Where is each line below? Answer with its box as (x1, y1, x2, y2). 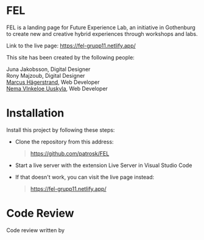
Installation (6, 106, 65, 120)
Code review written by (6, 226, 65, 234)
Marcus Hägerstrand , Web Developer (6, 78, 100, 86)
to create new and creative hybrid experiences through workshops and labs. (6, 30, 198, 37)
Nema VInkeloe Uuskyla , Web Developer (6, 84, 108, 92)
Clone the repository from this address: (15, 138, 114, 145)
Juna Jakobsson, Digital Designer (6, 65, 91, 73)
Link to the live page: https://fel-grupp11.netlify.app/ (6, 42, 136, 49)
